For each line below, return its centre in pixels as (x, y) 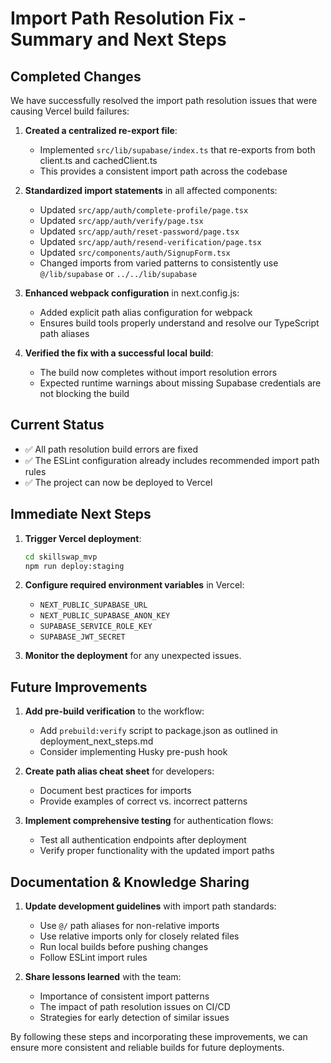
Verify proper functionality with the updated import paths (157, 851)
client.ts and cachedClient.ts (98, 160)
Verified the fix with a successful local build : (119, 353)
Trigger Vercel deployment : (83, 538)
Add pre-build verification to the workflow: (114, 711)
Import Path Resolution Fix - (128, 18)
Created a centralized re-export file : (101, 130)
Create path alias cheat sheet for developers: (119, 771)
